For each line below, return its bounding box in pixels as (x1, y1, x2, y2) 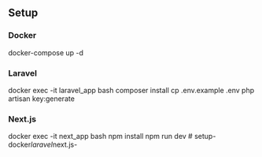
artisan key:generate (8, 94, 75, 103)
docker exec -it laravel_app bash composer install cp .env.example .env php (8, 85, 255, 95)
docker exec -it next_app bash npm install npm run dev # (8, 132, 193, 141)
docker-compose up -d (8, 47, 84, 58)
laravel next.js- (30, 140, 78, 149)
